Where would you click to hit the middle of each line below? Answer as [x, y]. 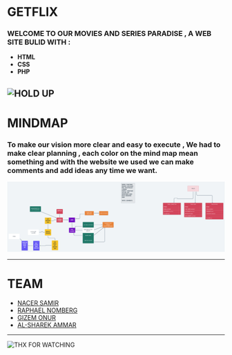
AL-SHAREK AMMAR [47, 325]
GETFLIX [33, 12]
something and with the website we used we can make [101, 161]
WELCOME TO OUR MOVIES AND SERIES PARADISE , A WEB [109, 34]
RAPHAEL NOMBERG [47, 310]
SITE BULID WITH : [39, 42]
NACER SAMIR [38, 303]
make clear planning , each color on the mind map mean [103, 153]
